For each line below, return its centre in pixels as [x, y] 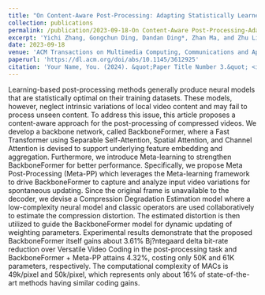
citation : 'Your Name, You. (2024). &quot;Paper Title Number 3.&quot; [128, 67]
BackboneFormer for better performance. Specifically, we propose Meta [125, 165]
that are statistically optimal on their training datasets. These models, [120, 98]
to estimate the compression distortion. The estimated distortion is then [124, 215]
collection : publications [50, 23]
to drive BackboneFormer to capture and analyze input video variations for [129, 182]
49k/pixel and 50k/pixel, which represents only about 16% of [107, 274]
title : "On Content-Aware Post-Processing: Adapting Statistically [121, 15]
